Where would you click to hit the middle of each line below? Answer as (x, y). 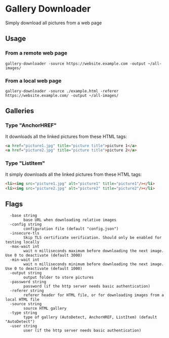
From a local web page (33, 80)
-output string (26, 273)
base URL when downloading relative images (70, 220)
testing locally (22, 242)
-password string (28, 282)
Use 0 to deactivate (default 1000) (44, 269)
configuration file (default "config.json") (71, 229)
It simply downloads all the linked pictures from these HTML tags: (74, 174)
